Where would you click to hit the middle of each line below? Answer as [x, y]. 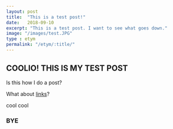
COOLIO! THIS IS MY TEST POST [67, 68]
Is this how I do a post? [34, 82]
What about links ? [28, 94]
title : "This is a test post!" [46, 17]
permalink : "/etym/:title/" [41, 45]
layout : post [22, 11]
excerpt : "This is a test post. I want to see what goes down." [87, 28]
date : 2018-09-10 [30, 22]
